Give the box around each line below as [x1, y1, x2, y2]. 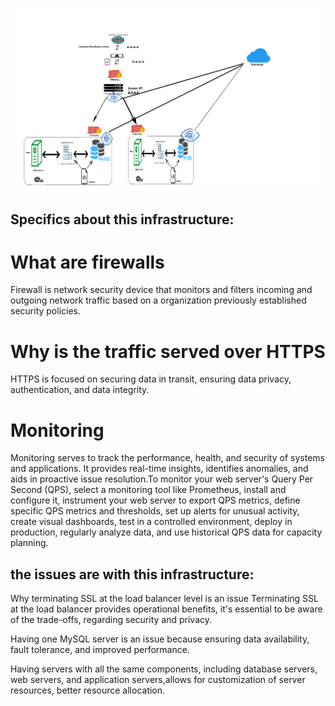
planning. [10, 537, 49, 549]
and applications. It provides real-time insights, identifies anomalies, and [10, 463, 309, 475]
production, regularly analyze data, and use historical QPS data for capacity [10, 526, 323, 538]
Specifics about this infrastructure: [10, 211, 235, 228]
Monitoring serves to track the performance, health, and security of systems [10, 452, 325, 464]
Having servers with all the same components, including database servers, [10, 663, 318, 675]
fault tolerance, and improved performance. [10, 644, 190, 656]
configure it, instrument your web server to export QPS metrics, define [10, 494, 301, 507]
